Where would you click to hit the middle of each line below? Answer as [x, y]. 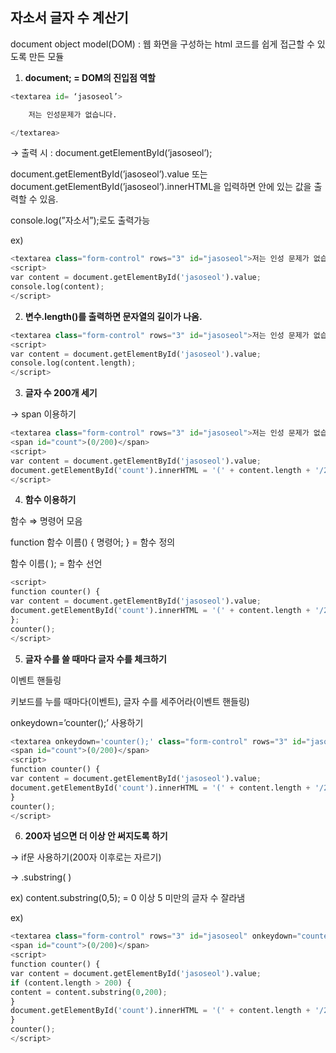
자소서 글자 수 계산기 [69, 18]
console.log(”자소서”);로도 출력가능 [80, 220]
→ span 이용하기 [43, 414]
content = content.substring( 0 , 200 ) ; [89, 992]
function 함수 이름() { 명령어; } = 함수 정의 [93, 542]
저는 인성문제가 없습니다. [73, 114]
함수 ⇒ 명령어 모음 [46, 521]
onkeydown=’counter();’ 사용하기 [77, 722]
